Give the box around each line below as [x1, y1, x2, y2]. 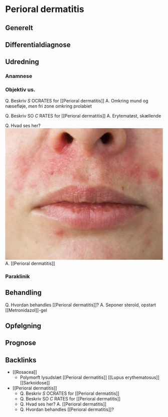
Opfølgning [5, 322, 42, 330]
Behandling [5, 288, 42, 297]
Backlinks [5, 356, 37, 364]
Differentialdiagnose [5, 40, 71, 49]
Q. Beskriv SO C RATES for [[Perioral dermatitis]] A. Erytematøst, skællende [5, 113, 161, 119]
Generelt [5, 24, 34, 32]
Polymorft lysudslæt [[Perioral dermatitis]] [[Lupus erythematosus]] [20, 374, 159, 380]
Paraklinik [5, 273, 30, 280]
